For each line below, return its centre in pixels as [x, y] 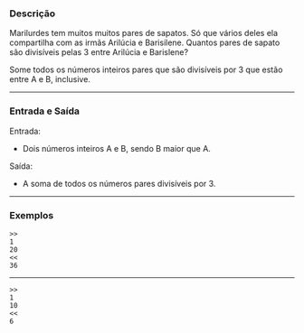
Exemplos [32, 215]
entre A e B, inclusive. [50, 79]
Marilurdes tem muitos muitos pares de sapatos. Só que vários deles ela [144, 33]
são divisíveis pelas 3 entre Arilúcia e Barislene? [99, 52]
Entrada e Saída [44, 111]
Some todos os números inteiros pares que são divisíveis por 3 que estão [146, 69]
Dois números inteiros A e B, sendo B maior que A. [116, 148]
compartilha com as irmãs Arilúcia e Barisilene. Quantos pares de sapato [145, 42]
